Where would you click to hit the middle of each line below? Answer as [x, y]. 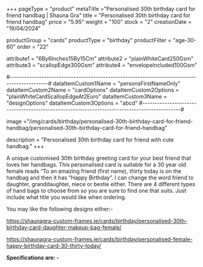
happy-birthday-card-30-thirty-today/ [54, 246]
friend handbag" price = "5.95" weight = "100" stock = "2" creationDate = [99, 22]
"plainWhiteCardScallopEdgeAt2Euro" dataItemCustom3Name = [87, 96]
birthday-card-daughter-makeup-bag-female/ [64, 227]
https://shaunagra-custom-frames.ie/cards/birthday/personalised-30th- [97, 221]
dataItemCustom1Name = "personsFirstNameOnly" [117, 83]
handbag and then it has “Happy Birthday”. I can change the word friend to [100, 178]
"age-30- [185, 40]
